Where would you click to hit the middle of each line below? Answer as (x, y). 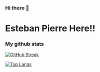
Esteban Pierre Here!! (50, 29)
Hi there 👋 (17, 8)
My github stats (25, 44)
